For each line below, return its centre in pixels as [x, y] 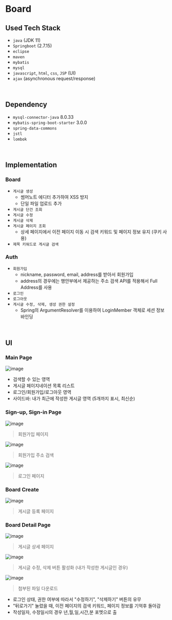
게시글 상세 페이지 [36, 547]
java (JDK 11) [27, 40]
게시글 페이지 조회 [29, 226]
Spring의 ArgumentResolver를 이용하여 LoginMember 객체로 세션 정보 [92, 310]
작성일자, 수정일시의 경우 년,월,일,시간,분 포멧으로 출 [65, 612]
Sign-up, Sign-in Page [33, 412]
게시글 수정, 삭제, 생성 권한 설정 [44, 304]
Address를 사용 [36, 287]
